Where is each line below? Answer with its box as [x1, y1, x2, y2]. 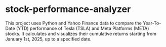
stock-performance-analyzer [5, 3, 131, 15]
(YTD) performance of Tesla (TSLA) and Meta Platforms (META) [16, 25, 149, 31]
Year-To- [142, 20, 161, 26]
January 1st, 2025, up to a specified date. [5, 36, 92, 42]
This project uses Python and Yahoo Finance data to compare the [5, 20, 142, 26]
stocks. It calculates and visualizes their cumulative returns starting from [5, 30, 157, 36]
